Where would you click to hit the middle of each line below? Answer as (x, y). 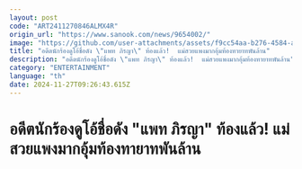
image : (22, 43)
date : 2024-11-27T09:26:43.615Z (70, 84)
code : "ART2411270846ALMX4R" (64, 26)
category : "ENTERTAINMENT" (60, 68)
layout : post (34, 18)
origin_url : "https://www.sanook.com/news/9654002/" (110, 34)
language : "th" (38, 76)
